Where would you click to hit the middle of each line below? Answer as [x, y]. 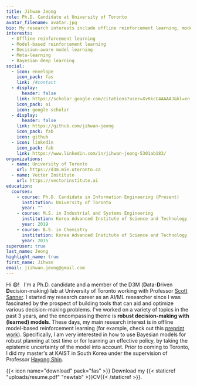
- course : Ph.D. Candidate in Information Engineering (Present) [98, 197]
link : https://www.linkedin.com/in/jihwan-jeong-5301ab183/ [91, 153]
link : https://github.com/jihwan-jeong [65, 126]
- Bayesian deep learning [43, 60]
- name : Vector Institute [43, 175]
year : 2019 [35, 224]
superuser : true [26, 246]
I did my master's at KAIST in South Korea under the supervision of [87, 353]
